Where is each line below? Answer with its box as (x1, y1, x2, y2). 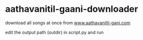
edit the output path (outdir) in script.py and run (5, 29, 104, 35)
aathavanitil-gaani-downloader (5, 3, 138, 15)
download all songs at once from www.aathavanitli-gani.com (5, 20, 130, 26)
